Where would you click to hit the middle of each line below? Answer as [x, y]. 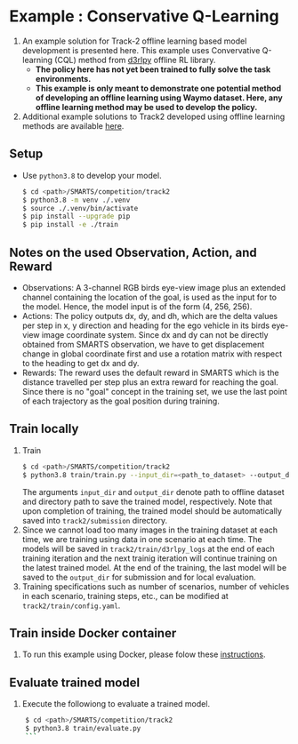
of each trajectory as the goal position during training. [121, 401]
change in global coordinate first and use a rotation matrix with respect [152, 354]
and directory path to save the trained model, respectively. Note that [147, 501]
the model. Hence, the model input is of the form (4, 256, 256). [137, 306]
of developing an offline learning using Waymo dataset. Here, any [159, 97]
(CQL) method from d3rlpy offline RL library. [135, 60]
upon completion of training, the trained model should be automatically [152, 511]
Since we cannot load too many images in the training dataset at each [150, 530]
